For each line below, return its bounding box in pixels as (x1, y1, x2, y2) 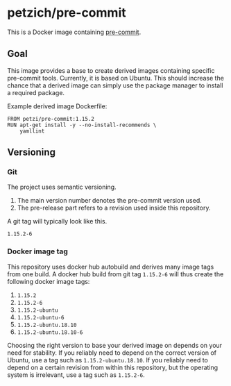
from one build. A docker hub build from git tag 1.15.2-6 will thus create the (7, 269, 224, 278)
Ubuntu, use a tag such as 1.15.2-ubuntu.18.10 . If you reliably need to (7, 355, 208, 364)
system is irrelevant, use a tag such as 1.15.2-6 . (7, 370, 146, 379)
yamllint (19, 127, 45, 135)
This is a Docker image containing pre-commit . (7, 28, 142, 36)
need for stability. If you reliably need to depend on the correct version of (7, 349, 217, 357)
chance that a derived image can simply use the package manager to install (7, 81, 223, 90)
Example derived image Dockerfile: (7, 102, 108, 110)
